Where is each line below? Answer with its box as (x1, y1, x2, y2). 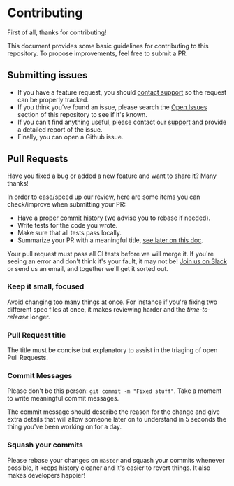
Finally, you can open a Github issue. (17, 132, 124, 141)
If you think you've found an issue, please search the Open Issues (17, 103, 207, 111)
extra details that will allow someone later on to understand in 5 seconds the (7, 415, 227, 424)
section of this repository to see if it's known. (17, 110, 148, 118)
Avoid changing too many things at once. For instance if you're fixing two (7, 298, 218, 306)
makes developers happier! (7, 471, 86, 479)
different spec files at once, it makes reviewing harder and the (7, 305, 186, 313)
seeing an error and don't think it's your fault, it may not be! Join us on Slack (7, 257, 227, 265)
